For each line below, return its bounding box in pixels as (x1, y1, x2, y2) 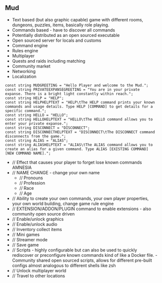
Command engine (12, 42, 48, 48)
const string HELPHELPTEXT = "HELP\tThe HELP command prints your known (5, 100, 155, 105)
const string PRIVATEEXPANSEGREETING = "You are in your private (5, 87, 140, 92)
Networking (12, 68, 36, 74)
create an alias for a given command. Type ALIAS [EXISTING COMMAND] (5, 147, 149, 151)
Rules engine (12, 48, 38, 53)
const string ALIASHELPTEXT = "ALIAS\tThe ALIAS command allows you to (5, 142, 153, 147)
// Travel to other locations (12, 273, 65, 279)
